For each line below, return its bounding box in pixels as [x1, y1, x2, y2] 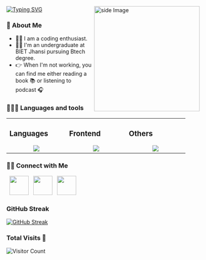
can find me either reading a [15, 70, 87, 78]
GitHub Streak [6, 204, 50, 213]
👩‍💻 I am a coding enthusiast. [15, 35, 88, 42]
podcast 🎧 [15, 86, 44, 94]
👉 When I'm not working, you [15, 61, 92, 69]
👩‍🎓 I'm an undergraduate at [15, 42, 85, 49]
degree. [15, 54, 36, 62]
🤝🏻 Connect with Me [6, 162, 69, 170]
